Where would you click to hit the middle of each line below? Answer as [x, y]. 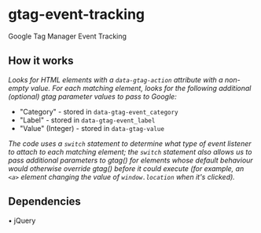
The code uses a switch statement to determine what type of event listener [130, 144]
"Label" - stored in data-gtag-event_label [87, 120]
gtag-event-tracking [77, 15]
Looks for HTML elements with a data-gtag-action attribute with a [116, 79]
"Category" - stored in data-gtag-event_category [99, 111]
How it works [41, 61]
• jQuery [22, 220]
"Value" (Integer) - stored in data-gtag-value [92, 128]
